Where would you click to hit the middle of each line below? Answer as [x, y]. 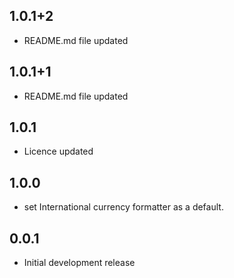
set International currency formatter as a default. [123, 207]
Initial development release [79, 263]
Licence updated [58, 151]
